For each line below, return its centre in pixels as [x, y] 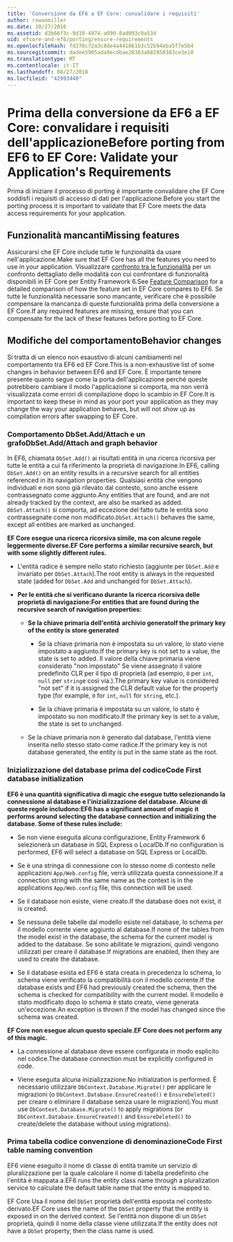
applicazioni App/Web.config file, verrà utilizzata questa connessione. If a [120, 873]
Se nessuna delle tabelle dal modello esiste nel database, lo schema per [120, 922]
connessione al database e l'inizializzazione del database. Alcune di [107, 802]
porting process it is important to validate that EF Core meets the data [107, 206]
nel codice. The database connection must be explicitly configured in [115, 1058]
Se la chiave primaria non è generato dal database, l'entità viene [119, 738]
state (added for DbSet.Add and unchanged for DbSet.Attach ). [105, 581]
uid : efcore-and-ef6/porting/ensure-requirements [80, 40]
